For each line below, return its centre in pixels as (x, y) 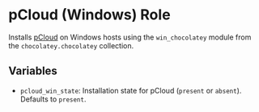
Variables (33, 71)
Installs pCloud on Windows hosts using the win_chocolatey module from (130, 37)
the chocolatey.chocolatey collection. (71, 45)
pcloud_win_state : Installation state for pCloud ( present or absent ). (131, 90)
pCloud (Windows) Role (90, 15)
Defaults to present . (53, 99)
